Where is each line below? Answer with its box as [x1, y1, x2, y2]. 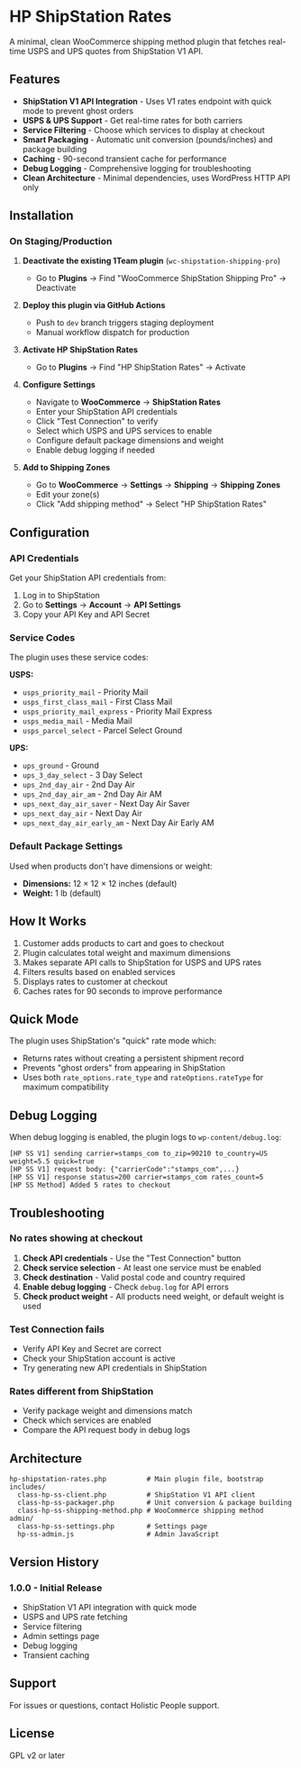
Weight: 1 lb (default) [22, 888, 102, 898]
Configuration [9, 524, 90, 540]
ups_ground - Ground [22, 760, 99, 771]
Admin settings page [22, 1630, 100, 1641]
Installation [9, 208, 74, 223]
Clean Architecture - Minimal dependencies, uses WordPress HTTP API [22, 172, 291, 183]
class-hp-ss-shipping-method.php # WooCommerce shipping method [17, 1507, 264, 1516]
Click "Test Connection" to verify [35, 416, 159, 427]
